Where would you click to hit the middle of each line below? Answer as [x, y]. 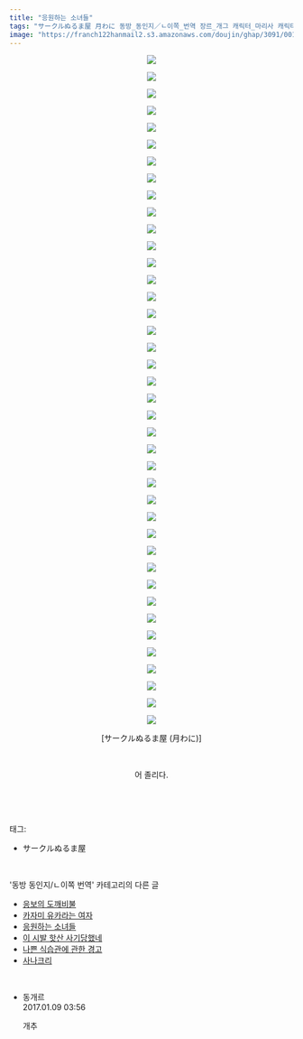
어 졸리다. [151, 775]
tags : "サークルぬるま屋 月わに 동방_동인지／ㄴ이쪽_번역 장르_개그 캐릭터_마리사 [142, 26]
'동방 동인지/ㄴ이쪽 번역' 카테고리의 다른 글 [84, 885]
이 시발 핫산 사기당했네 [62, 938]
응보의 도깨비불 [49, 904]
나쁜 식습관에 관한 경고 [62, 950]
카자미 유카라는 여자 [57, 915]
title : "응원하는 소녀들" [51, 18]
